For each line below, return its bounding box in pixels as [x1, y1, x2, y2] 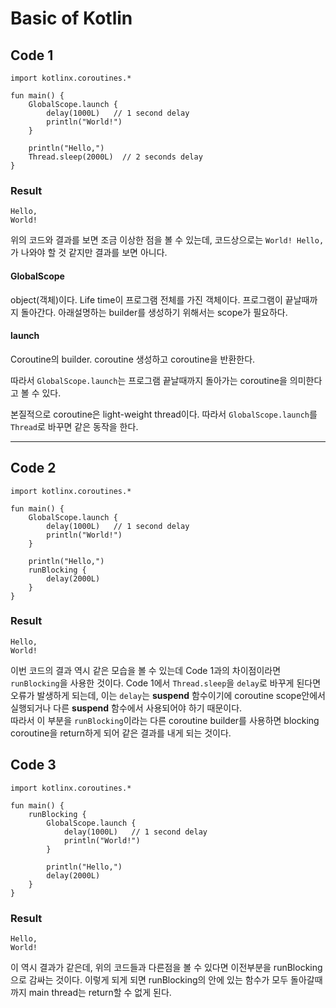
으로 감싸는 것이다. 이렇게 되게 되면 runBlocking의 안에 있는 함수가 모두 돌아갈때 [10, 973, 323, 986]
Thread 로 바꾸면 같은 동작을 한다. [10, 420, 139, 432]
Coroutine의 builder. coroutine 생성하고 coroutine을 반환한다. [10, 353, 256, 365]
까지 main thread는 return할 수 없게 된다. [10, 986, 172, 998]
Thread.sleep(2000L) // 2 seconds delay [28, 152, 203, 162]
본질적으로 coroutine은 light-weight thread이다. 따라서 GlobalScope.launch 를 [10, 408, 318, 420]
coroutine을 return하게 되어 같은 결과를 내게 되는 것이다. [10, 727, 232, 739]
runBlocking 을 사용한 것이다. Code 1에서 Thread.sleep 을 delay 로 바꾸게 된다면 [10, 677, 322, 689]
